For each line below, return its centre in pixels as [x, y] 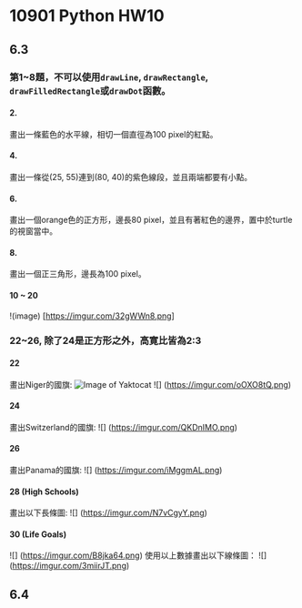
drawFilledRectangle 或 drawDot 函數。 [90, 90]
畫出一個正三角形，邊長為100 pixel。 [78, 274]
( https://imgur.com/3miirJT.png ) [70, 566]
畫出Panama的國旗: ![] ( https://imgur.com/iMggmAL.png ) [116, 471]
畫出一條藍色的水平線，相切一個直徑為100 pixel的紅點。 [114, 134]
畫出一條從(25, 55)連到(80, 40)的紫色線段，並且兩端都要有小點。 [131, 177]
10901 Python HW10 [87, 16]
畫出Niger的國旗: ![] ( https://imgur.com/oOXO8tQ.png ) [151, 384]
